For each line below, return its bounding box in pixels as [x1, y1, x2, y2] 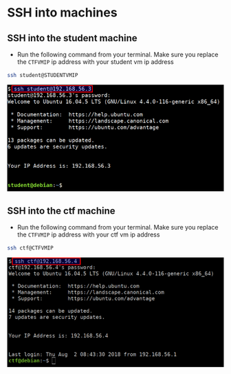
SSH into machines [7, 5, 118, 21]
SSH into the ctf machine [7, 205, 115, 217]
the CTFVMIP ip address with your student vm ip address [16, 58, 174, 66]
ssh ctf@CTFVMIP [7, 245, 54, 252]
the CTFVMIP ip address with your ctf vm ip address [16, 230, 160, 239]
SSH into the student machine [7, 32, 137, 44]
